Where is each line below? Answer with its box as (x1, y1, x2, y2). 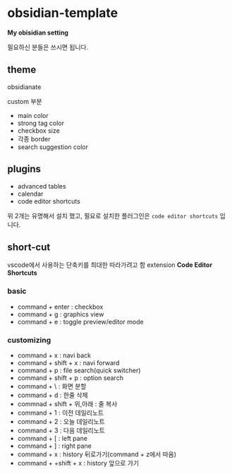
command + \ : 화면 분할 (17, 381, 87, 390)
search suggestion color (17, 143, 89, 151)
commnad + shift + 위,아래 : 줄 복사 (17, 399, 118, 408)
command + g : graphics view (17, 309, 104, 319)
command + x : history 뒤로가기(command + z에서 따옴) (17, 450, 176, 458)
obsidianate (7, 83, 42, 91)
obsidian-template (7, 5, 118, 21)
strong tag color (17, 119, 65, 127)
